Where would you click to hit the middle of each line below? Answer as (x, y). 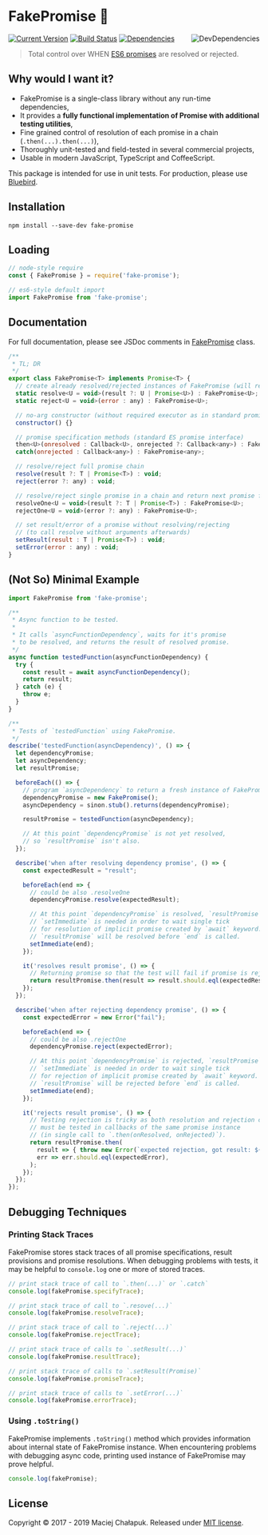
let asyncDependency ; (51, 761)
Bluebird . (23, 181)
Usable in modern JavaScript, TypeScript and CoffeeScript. (117, 157)
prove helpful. (31, 1464)
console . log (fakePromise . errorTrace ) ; (73, 1401)
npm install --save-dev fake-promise (71, 225)
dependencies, (44, 106)
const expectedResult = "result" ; (80, 871)
